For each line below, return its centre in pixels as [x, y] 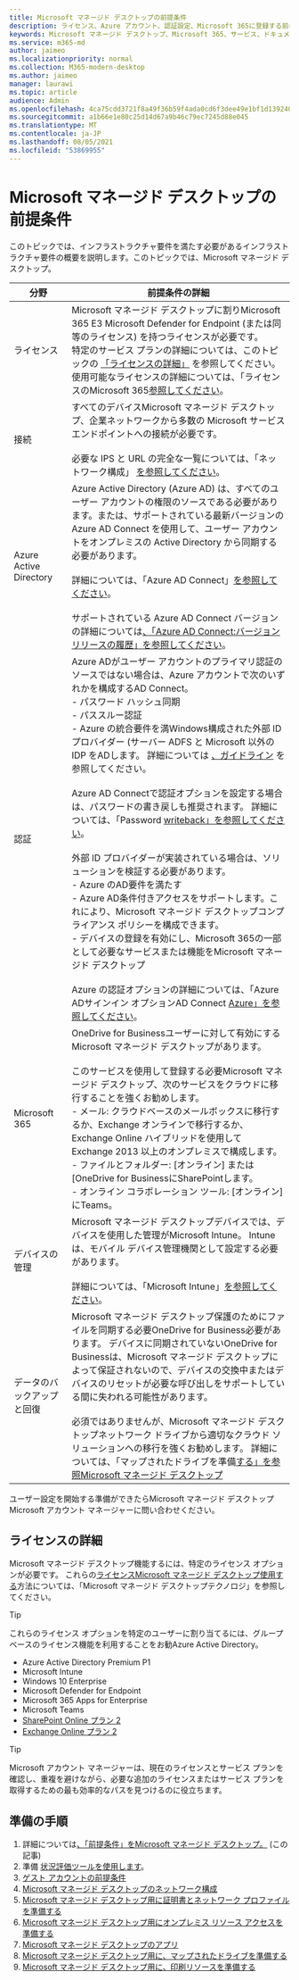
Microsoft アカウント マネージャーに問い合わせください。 [114, 1510]
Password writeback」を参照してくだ [198, 819]
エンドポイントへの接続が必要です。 [146, 434]
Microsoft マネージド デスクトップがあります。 [169, 1046]
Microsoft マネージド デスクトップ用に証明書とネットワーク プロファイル [156, 1900]
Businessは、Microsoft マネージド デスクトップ [170, 1356]
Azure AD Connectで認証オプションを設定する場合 [177, 793]
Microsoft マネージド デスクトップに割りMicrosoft [176, 310]
